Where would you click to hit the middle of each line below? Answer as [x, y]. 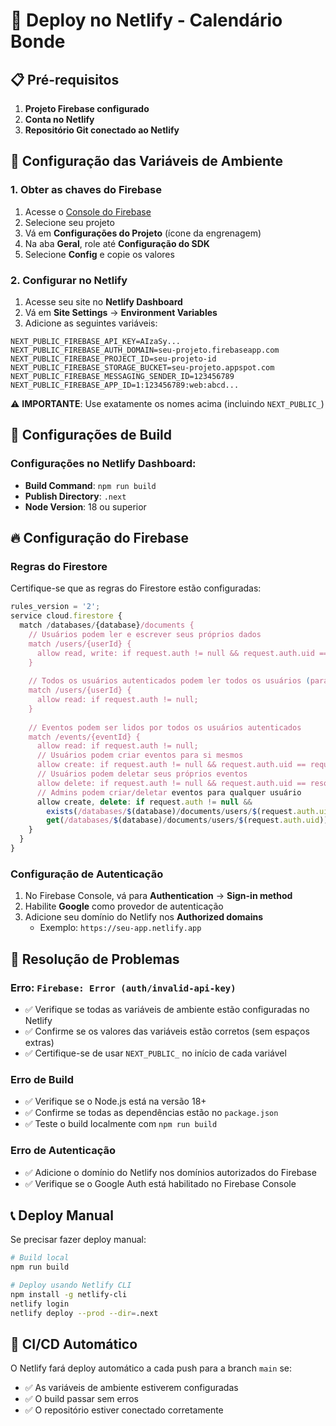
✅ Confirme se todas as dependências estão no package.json [151, 1113]
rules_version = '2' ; [55, 607]
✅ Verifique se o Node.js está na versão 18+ [115, 1101]
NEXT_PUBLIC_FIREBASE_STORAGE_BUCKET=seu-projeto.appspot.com [142, 367]
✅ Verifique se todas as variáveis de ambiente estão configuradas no [167, 1009]
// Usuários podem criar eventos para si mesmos [140, 755]
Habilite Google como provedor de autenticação [124, 906]
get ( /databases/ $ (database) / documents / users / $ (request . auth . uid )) [187, 820]
